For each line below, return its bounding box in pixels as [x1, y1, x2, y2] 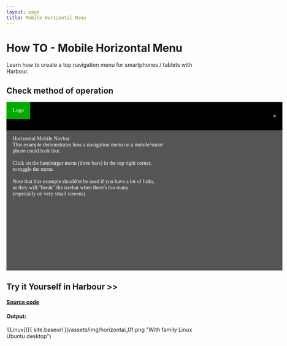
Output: [6, 312, 26, 320]
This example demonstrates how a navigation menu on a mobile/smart [12, 141, 164, 148]
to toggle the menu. [12, 166, 55, 173]
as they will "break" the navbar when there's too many [12, 184, 129, 191]
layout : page [6, 9, 40, 15]
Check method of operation [6, 85, 113, 96]
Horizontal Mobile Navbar [12, 135, 70, 142]
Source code [6, 298, 40, 306]
